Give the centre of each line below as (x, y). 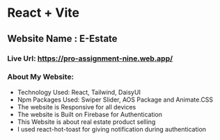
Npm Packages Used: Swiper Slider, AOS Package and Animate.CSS (115, 100)
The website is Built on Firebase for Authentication (89, 114)
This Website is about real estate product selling (86, 122)
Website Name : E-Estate (62, 39)
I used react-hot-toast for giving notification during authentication (112, 129)
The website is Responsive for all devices (77, 107)
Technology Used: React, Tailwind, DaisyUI (79, 92)
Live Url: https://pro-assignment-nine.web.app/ (90, 59)
